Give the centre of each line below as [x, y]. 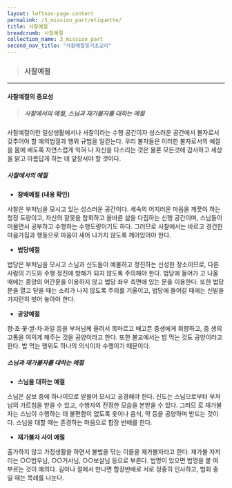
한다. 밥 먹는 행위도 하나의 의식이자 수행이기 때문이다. [79, 345]
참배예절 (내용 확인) [43, 194]
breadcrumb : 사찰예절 [35, 33]
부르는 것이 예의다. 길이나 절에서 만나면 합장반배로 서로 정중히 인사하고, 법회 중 [113, 469]
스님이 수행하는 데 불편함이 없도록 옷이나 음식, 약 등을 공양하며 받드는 [113, 413]
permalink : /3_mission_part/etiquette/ [65, 20]
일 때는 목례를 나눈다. [36, 478]
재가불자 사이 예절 [41, 437]
